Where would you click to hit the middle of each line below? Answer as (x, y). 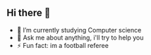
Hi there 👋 (29, 13)
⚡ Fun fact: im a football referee (62, 45)
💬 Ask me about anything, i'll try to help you (80, 37)
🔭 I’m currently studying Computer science (79, 30)
